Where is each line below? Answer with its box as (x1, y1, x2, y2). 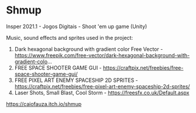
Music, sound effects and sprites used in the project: (6, 34, 133, 41)
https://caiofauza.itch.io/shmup (6, 100, 82, 107)
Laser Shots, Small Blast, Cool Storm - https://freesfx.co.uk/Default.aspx (14, 89, 190, 96)
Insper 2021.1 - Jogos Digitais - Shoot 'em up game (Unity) (6, 23, 147, 30)
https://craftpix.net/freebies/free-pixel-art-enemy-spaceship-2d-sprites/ (14, 83, 190, 90)
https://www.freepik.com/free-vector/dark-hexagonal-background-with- (14, 52, 190, 59)
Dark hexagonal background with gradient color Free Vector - (14, 45, 163, 53)
